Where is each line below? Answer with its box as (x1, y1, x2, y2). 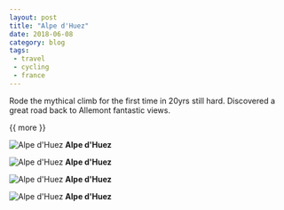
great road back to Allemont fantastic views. (9, 104, 171, 116)
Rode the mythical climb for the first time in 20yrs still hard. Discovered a (9, 95, 276, 106)
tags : (9, 46, 29, 55)
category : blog (9, 37, 66, 47)
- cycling (12, 63, 50, 72)
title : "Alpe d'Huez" (9, 21, 90, 30)
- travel (12, 54, 46, 63)
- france (12, 71, 46, 80)
